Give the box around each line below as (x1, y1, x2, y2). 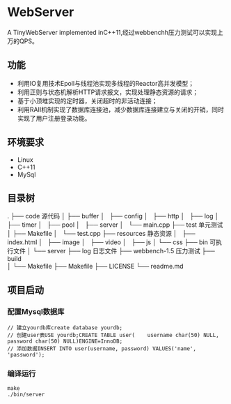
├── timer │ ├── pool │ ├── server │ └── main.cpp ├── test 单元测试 (7, 220, 223, 229)
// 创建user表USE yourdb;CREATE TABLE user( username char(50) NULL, (7, 332, 219, 339)
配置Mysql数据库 (7, 306, 65, 316)
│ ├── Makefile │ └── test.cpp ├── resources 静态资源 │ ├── (7, 230, 196, 238)
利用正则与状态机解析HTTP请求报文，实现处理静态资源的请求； (17, 88, 199, 96)
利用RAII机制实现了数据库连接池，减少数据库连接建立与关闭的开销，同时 (17, 105, 224, 114)
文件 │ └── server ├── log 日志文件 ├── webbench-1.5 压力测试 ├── (13, 247, 216, 255)
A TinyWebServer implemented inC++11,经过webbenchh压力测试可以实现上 (7, 28, 224, 36)
